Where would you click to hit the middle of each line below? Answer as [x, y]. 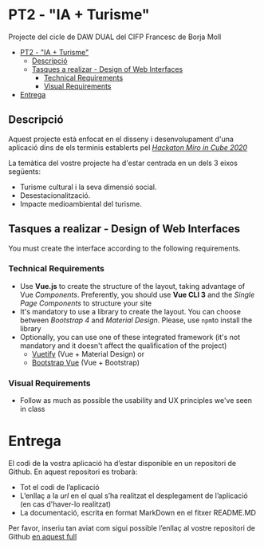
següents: [25, 171]
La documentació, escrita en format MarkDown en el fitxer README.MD [138, 513]
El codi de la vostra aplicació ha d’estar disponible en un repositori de [122, 464]
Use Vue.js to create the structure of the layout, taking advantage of [132, 286]
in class [32, 409]
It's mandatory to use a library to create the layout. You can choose [130, 311]
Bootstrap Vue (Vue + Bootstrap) [85, 362]
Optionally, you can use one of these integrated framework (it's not [130, 337]
